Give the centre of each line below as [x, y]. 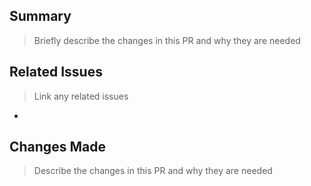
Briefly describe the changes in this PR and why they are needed [167, 40]
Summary [40, 16]
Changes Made [57, 147]
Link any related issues [81, 96]
